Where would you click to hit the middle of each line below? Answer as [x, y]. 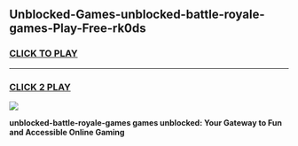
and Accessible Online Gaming [67, 132]
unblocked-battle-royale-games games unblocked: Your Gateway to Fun [145, 122]
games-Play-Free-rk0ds [78, 29]
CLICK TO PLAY [43, 54]
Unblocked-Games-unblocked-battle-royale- [137, 15]
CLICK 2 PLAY [40, 87]
